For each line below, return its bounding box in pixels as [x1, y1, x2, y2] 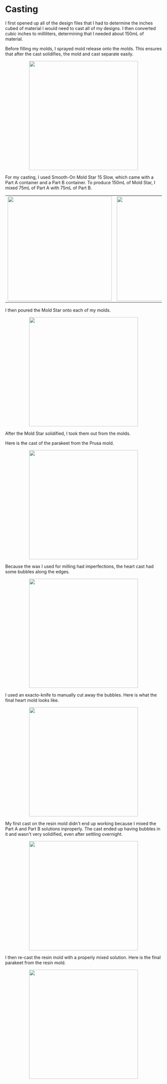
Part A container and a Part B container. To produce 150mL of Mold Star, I [5, 179, 156, 185]
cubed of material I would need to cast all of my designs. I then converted [5, 25, 156, 31]
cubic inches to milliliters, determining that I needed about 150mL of [5, 30, 144, 36]
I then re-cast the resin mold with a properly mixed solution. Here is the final [5, 954, 161, 960]
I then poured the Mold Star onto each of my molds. [5, 307, 111, 313]
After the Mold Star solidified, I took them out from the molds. [5, 430, 131, 436]
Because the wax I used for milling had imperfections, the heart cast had [5, 563, 154, 569]
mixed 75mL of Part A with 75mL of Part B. [5, 185, 92, 191]
